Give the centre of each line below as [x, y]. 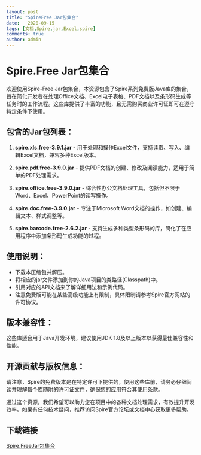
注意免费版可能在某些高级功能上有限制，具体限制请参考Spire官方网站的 [102, 295]
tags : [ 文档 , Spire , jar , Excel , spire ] [51, 28]
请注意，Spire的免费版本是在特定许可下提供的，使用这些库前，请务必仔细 [97, 382]
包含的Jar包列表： [40, 132]
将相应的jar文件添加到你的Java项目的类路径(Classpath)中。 [88, 280]
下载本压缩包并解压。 [41, 272]
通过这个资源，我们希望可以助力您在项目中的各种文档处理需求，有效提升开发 [100, 402]
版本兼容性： [30, 322]
